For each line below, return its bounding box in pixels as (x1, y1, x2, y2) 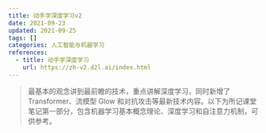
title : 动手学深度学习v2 (8, 11, 82, 20)
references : (8, 49, 48, 57)
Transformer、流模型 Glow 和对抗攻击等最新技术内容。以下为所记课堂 (27, 96, 257, 106)
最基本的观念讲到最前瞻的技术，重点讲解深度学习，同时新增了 (27, 86, 231, 96)
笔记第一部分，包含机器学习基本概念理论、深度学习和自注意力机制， (27, 106, 252, 115)
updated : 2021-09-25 (8, 26, 77, 34)
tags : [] (8, 33, 37, 42)
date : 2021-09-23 (8, 19, 66, 27)
